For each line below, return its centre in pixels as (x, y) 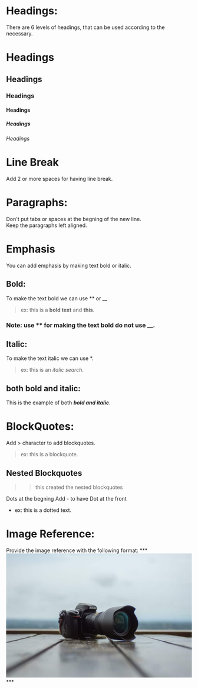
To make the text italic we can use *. (50, 358)
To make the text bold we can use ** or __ (57, 298)
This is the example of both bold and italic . (58, 403)
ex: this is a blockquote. (49, 455)
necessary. (20, 33)
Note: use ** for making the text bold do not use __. (80, 325)
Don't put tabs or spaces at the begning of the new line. (74, 219)
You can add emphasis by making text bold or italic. (69, 265)
